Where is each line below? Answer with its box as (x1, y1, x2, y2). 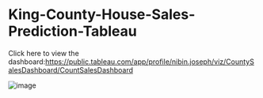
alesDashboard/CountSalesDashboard (8, 65, 133, 74)
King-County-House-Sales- (8, 6, 196, 24)
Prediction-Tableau (8, 22, 137, 40)
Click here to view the (8, 48, 79, 58)
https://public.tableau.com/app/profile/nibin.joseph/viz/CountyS (44, 57, 255, 66)
